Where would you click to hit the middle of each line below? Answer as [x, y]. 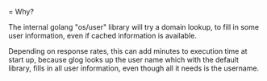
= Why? [21, 12]
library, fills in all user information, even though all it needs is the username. [134, 68]
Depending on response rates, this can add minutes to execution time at [128, 51]
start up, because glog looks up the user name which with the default [124, 60]
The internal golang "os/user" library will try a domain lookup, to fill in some [134, 27]
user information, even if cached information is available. [103, 36]
